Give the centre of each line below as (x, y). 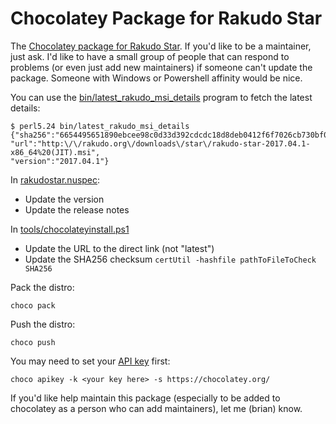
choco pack (33, 305)
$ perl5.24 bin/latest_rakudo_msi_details (100, 126)
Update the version (64, 199)
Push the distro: (43, 324)
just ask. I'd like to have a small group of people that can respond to (150, 56)
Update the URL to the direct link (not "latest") (119, 248)
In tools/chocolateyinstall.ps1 (70, 229)
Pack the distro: (42, 287)
